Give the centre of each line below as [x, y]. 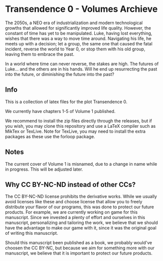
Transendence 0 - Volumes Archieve [81, 9]
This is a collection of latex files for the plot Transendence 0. [66, 102]
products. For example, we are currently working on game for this [71, 212]
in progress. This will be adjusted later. [44, 169]
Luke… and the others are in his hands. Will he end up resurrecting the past [81, 69]
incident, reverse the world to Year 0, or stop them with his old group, [75, 49]
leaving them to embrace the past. [40, 54]
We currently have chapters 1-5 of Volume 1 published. [60, 111]
